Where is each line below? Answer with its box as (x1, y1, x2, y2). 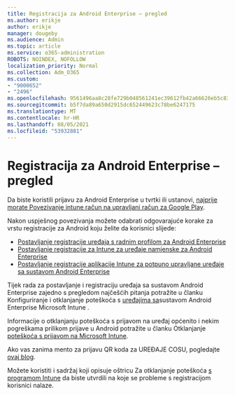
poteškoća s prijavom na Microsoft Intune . (7, 332, 129, 340)
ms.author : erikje (7, 17, 61, 24)
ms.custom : (7, 75, 39, 83)
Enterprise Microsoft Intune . (7, 303, 90, 312)
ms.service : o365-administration (7, 50, 105, 57)
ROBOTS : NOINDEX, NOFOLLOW (7, 56, 86, 63)
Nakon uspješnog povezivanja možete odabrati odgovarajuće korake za (7, 216, 213, 225)
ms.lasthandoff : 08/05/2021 (7, 120, 90, 128)
